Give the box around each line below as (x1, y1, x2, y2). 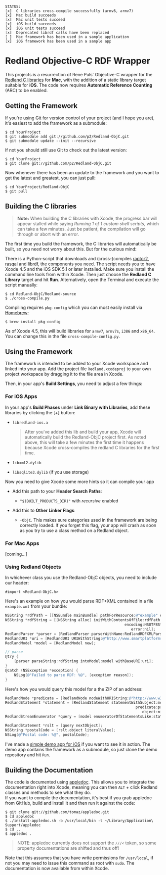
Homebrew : (5, 309, 29, 316)
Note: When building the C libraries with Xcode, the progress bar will (17, 215, 158, 221)
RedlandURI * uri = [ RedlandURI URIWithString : (5, 636, 103, 641)
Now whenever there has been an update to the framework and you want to (5, 169, 160, 175)
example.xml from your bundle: (5, 603, 68, 609)
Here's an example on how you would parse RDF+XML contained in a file (5, 598, 154, 604)
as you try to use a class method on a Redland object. (19, 527, 129, 534)
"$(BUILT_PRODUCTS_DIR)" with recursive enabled (19, 497, 119, 504)
